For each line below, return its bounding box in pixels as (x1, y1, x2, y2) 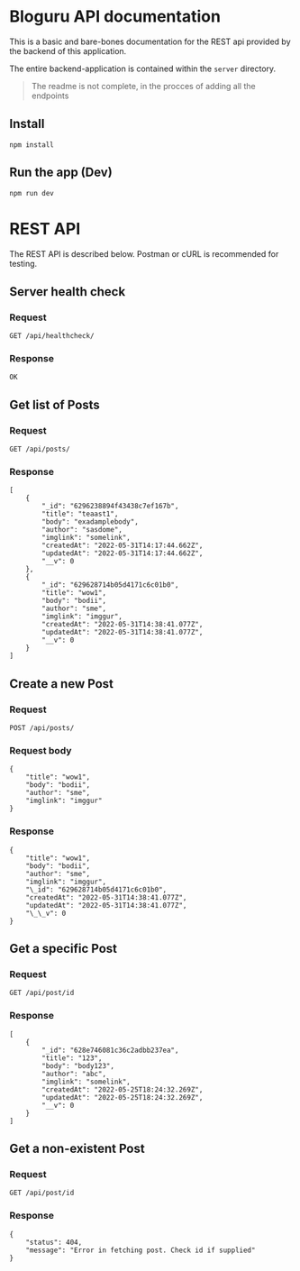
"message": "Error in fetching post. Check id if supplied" (25, 1246, 256, 1255)
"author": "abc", (41, 1069, 106, 1078)
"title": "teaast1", (41, 509, 119, 519)
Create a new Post (9, 676, 114, 691)
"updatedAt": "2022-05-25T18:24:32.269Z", (41, 1093, 204, 1102)
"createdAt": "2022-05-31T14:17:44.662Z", (41, 541, 204, 551)
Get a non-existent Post (9, 1141, 146, 1157)
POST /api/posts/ (9, 724, 75, 733)
